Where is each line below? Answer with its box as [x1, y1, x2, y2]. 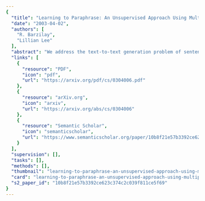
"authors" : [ [11, 26, 45, 32]
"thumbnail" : [11, 169, 45, 175]
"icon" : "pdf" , [21, 72, 61, 78]
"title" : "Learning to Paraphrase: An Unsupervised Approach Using [11, 15, 187, 21]
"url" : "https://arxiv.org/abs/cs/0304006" [21, 105, 135, 112]
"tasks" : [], [11, 157, 45, 163]
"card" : [11, 174, 31, 181]
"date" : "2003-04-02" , [11, 20, 69, 26]
